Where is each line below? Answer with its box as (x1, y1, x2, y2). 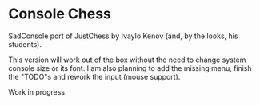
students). (8, 39, 42, 49)
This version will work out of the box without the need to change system (8, 55, 246, 64)
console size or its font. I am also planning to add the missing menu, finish (8, 63, 252, 72)
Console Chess (8, 5, 112, 23)
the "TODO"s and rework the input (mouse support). (8, 72, 181, 81)
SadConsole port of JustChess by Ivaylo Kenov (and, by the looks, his (8, 31, 238, 41)
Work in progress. (8, 87, 67, 96)
